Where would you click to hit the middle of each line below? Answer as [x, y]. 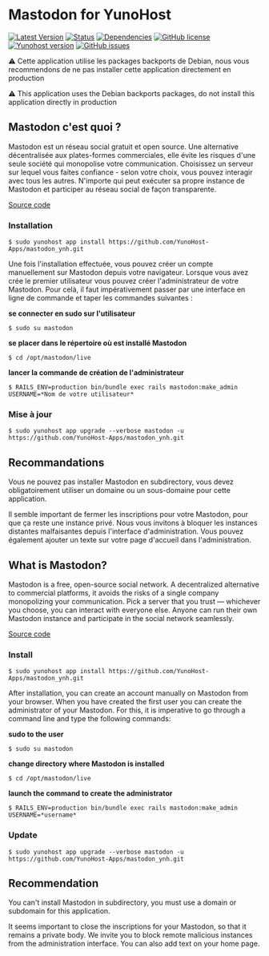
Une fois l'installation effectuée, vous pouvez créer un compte [111, 264]
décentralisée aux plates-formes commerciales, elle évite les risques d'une [132, 155]
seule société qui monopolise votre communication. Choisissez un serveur [131, 163]
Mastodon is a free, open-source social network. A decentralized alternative [134, 584]
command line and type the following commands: [90, 719]
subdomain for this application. [59, 911]
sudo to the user [36, 734]
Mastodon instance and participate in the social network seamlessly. [121, 618]
